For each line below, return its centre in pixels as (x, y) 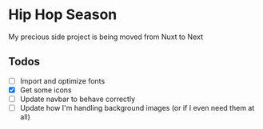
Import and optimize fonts (62, 80)
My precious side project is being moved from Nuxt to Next (106, 37)
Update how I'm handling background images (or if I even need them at (137, 107)
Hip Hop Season (63, 15)
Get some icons (46, 90)
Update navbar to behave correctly (78, 99)
